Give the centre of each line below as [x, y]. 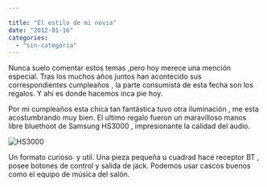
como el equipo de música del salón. [69, 174]
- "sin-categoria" [47, 45]
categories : [28, 38]
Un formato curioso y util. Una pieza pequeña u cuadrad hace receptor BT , [134, 157]
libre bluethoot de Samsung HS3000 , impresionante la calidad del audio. [129, 126]
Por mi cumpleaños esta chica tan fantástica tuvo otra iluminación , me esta [133, 109]
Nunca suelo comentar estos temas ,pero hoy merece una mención [120, 68]
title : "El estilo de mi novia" [62, 22]
